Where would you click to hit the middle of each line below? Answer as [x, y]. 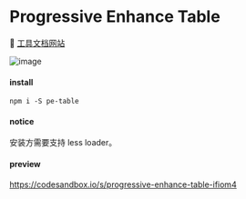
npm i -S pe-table [44, 102]
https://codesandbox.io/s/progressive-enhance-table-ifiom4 [123, 184]
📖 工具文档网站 [37, 43]
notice [22, 121]
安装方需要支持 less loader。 [63, 143]
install [21, 82]
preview [25, 164]
